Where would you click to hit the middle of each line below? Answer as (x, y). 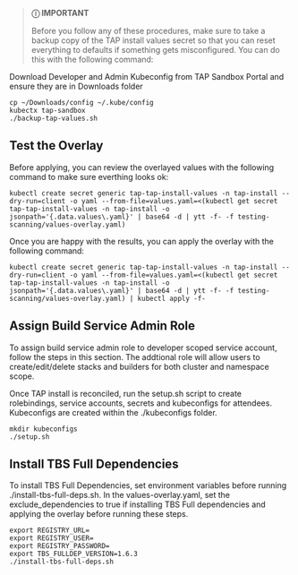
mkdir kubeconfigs (43, 429)
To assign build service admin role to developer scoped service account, (143, 348)
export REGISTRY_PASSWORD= (60, 546)
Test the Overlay (56, 146)
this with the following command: (92, 59)
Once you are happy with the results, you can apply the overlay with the (142, 241)
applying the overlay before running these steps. (99, 514)
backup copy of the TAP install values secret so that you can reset (153, 40)
